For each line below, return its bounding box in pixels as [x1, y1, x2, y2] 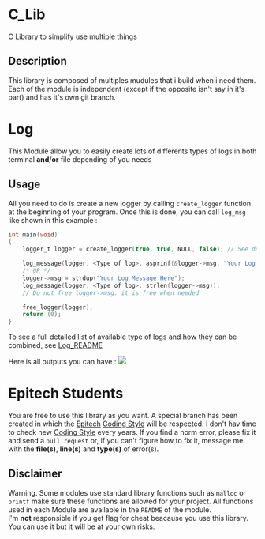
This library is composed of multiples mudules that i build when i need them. [8, 75, 256, 85]
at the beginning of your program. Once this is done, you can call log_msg [8, 207, 246, 217]
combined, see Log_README [8, 341, 103, 350]
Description [8, 55, 67, 68]
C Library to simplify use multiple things [8, 32, 138, 41]
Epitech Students [8, 385, 124, 402]
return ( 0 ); [22, 311, 62, 318]
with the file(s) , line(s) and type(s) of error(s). [8, 444, 159, 454]
